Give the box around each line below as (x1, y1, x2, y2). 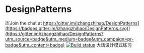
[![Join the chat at (5, 20, 42, 26)
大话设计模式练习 (96, 41, 132, 48)
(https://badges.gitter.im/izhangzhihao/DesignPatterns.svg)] (5, 25, 130, 31)
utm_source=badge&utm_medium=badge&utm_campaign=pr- (5, 36, 134, 42)
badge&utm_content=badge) (5, 41, 65, 48)
